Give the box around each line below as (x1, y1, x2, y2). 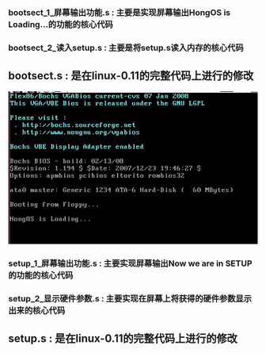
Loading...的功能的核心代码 (8, 18, 113, 29)
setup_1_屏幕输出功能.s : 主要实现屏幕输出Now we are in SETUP (8, 258, 253, 269)
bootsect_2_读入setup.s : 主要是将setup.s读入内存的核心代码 (8, 42, 244, 53)
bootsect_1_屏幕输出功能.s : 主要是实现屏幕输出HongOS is (8, 6, 231, 17)
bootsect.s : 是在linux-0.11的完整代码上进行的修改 (8, 69, 254, 82)
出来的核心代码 (8, 305, 66, 317)
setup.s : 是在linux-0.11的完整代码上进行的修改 (8, 332, 237, 346)
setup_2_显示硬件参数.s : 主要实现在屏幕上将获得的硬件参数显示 (8, 294, 252, 305)
